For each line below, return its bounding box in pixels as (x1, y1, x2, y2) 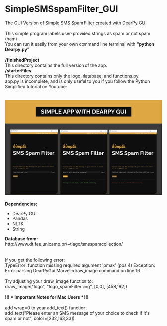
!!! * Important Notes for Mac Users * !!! (5, 294, 89, 300)
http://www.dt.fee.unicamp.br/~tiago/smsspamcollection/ (5, 241, 123, 247)
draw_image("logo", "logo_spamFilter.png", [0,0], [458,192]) (5, 283, 128, 289)
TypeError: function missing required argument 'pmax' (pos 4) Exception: (5, 262, 155, 268)
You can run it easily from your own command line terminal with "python (5, 41, 154, 47)
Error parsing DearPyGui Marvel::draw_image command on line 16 (5, 267, 140, 273)
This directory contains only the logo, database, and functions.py (5, 73, 139, 79)
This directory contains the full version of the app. (5, 62, 108, 68)
